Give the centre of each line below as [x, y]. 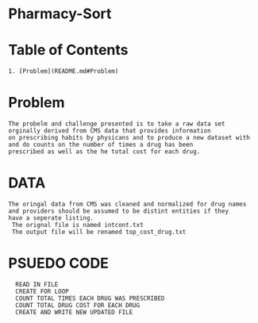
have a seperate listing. [51, 218]
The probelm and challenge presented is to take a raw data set [117, 124]
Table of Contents [68, 50]
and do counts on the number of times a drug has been [101, 145]
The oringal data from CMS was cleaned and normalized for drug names [127, 204]
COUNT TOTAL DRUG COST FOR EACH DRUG [78, 305]
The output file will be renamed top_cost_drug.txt [99, 232]
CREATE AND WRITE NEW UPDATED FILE [74, 312]
